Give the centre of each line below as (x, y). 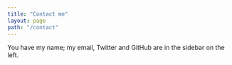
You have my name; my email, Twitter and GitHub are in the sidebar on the (116, 48)
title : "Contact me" (38, 14)
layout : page (27, 21)
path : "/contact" (33, 27)
